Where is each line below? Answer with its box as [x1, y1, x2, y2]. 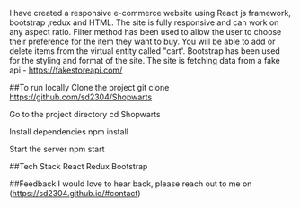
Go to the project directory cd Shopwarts [9, 109, 162, 119]
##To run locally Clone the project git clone [9, 82, 170, 92]
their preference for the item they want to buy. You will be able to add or [9, 36, 276, 47]
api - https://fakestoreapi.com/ [9, 65, 123, 75]
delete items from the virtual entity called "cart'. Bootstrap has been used [9, 46, 280, 56]
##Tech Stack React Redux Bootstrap [9, 161, 148, 171]
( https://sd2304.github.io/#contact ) [9, 188, 141, 198]
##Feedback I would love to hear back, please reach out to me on [9, 178, 252, 189]
